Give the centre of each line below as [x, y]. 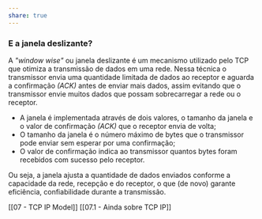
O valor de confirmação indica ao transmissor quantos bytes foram [129, 151]
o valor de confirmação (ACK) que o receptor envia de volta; [118, 126]
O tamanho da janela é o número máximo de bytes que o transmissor [132, 134]
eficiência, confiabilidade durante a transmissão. [87, 191]
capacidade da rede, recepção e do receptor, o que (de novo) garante [122, 183]
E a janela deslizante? [51, 43]
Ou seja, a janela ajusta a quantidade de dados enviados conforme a [120, 175]
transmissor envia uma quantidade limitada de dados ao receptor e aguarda [131, 77]
